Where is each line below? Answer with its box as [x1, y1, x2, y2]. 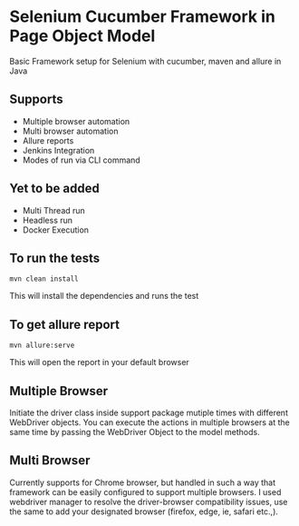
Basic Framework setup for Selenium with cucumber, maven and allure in [9, 55, 282, 66]
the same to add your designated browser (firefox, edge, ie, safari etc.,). [9, 506, 279, 517]
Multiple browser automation [22, 115, 130, 126]
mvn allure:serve [9, 341, 75, 351]
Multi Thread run [22, 204, 86, 215]
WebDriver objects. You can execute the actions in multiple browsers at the [9, 417, 290, 428]
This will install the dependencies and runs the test [9, 291, 199, 302]
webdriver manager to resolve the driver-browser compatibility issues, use [9, 496, 288, 507]
